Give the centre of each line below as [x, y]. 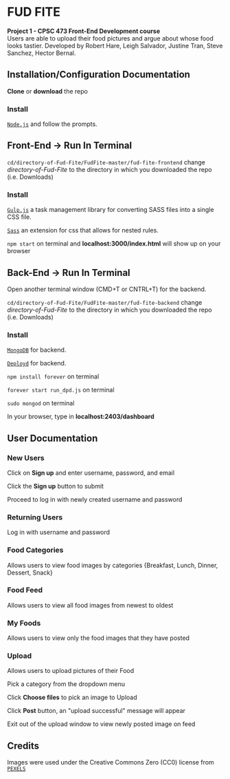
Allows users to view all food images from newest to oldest [90, 605]
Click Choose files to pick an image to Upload [72, 697]
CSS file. [20, 217]
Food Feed [25, 590]
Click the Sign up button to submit [56, 486]
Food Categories [35, 550]
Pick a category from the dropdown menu [66, 684]
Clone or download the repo [47, 91]
